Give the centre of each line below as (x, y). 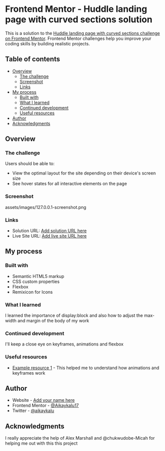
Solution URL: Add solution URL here (49, 231)
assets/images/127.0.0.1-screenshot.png (46, 207)
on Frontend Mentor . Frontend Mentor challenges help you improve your (78, 38)
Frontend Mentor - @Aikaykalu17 (46, 406)
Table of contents (33, 59)
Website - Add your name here (43, 400)
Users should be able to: (30, 164)
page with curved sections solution (79, 19)
